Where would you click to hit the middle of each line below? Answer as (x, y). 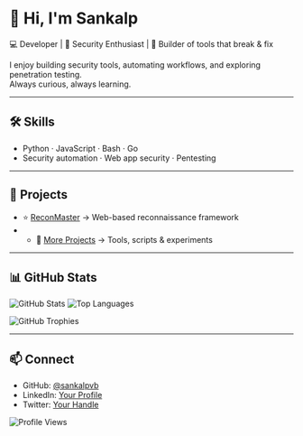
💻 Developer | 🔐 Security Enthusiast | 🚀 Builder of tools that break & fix (141, 43)
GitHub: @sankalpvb (60, 385)
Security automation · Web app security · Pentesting (119, 158)
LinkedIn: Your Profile (62, 395)
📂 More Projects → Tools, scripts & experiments (124, 239)
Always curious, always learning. (70, 84)
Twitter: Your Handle (60, 404)
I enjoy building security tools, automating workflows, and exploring (135, 65)
